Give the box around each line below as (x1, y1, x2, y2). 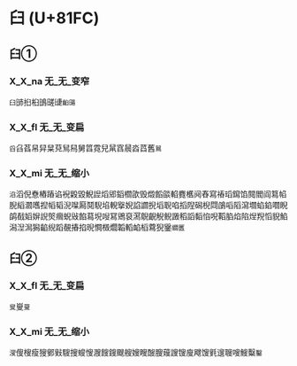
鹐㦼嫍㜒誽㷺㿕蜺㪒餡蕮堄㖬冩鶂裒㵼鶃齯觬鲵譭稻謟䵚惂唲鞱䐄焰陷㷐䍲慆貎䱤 (9, 211, 288, 222)
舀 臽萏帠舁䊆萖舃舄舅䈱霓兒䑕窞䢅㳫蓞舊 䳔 (9, 143, 162, 153)
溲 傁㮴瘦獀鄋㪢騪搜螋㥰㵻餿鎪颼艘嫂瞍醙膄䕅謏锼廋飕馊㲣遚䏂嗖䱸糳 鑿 (9, 347, 263, 358)
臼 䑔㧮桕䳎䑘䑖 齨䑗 (9, 97, 76, 107)
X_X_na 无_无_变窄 (9, 74, 90, 87)
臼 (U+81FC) (9, 8, 100, 28)
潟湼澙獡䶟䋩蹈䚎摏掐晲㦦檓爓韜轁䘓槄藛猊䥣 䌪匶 (9, 222, 186, 233)
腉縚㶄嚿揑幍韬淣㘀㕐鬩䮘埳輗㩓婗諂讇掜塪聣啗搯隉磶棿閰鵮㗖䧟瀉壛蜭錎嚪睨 (9, 200, 288, 211)
